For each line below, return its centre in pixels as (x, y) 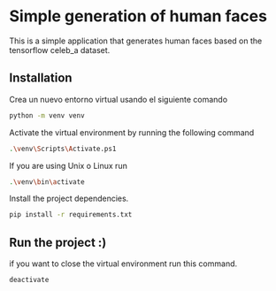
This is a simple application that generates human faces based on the (136, 41)
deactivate (29, 280)
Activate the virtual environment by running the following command (132, 132)
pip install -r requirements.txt (71, 215)
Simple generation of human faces (138, 16)
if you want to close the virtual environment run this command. (123, 264)
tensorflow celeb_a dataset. (60, 50)
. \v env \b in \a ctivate (47, 182)
